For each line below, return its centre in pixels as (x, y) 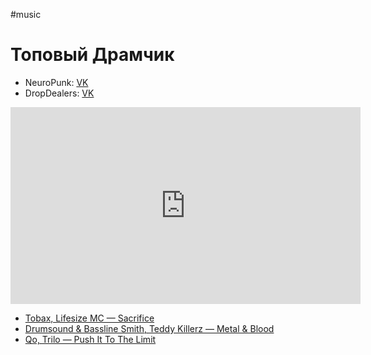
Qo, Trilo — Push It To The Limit (90, 339)
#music (26, 14)
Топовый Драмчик (92, 55)
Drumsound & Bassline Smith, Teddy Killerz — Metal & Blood (149, 328)
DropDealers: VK (59, 93)
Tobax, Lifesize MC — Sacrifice (89, 318)
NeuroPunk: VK (56, 82)
